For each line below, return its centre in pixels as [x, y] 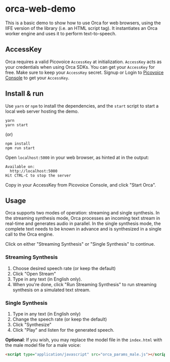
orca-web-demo [40, 9]
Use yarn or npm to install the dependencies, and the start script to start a [82, 106]
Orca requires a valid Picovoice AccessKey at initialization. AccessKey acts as [83, 62]
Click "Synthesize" [32, 325]
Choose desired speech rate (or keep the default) [64, 268]
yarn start [17, 125]
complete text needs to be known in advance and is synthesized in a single [83, 229]
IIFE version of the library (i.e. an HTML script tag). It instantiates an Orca [81, 28]
